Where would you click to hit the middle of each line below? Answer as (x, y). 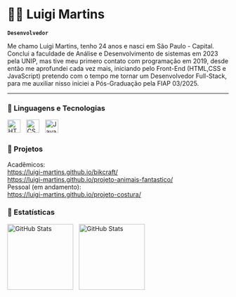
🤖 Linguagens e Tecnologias (56, 108)
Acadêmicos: (26, 164)
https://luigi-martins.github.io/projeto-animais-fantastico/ (90, 179)
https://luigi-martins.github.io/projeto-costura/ (74, 194)
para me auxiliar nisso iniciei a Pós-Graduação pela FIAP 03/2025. (103, 83)
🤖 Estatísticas (31, 212)
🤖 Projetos (25, 149)
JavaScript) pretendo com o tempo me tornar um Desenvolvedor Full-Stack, (117, 76)
